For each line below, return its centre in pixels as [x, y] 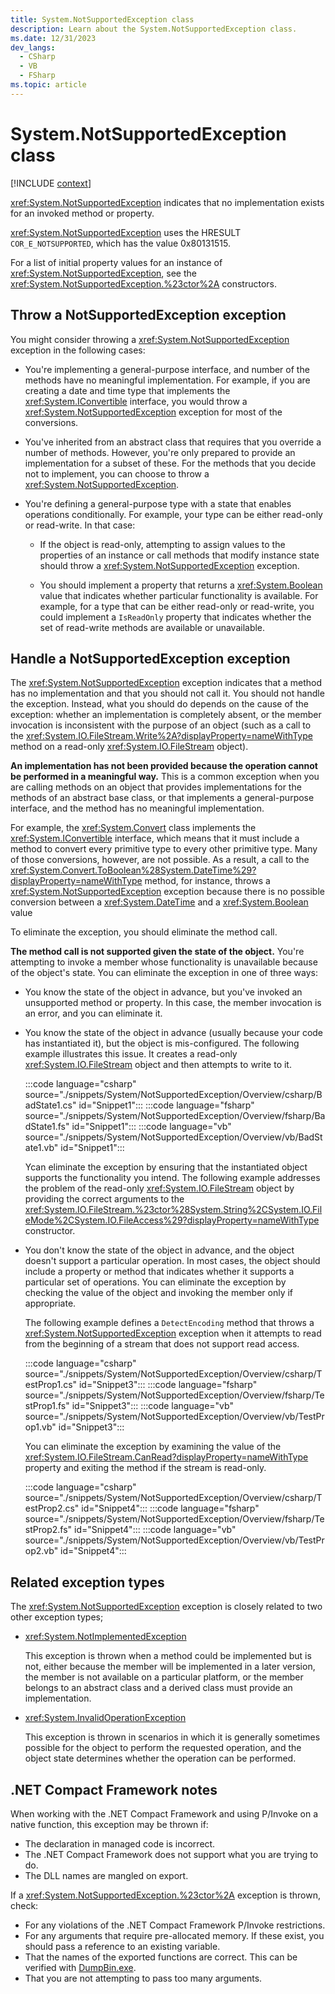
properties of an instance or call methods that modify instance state [179, 555]
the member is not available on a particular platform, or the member [164, 1677]
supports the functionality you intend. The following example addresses [172, 1178]
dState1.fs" [47, 1127]
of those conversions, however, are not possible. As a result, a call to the [160, 860]
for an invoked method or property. [82, 213]
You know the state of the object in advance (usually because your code [174, 1033]
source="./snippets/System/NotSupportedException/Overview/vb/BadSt [173, 1137]
